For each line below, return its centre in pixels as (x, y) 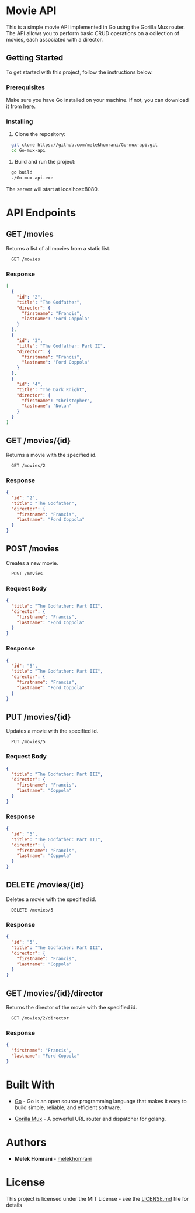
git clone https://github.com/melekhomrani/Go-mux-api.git (85, 145)
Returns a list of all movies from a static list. (58, 248)
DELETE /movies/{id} (45, 885)
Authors (26, 1142)
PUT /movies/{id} (39, 717)
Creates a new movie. (32, 563)
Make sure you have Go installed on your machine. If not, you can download (97, 100)
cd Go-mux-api (28, 151)
